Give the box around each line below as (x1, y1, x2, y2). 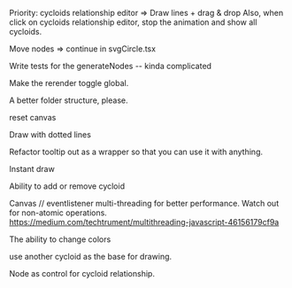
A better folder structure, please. (9, 95, 128, 105)
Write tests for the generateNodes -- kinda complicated (9, 61, 212, 71)
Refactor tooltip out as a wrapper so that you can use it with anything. (9, 146, 264, 157)
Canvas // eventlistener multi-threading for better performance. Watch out (9, 198, 280, 208)
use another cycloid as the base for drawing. (9, 252, 173, 261)
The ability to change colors (9, 234, 111, 245)
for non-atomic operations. (9, 207, 108, 218)
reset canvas (9, 113, 57, 122)
